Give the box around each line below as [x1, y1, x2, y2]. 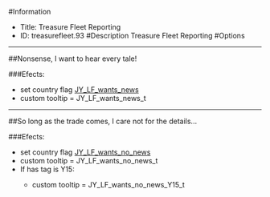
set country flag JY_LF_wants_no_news [19, 147, 151, 157]
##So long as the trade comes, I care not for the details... [8, 116, 198, 126]
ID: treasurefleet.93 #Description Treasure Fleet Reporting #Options [19, 31, 245, 40]
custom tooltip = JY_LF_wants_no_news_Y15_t [31, 180, 185, 189]
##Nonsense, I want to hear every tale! [8, 54, 137, 63]
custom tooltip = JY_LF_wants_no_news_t [19, 156, 158, 165]
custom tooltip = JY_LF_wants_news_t [19, 94, 146, 103]
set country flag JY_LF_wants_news [19, 85, 139, 94]
